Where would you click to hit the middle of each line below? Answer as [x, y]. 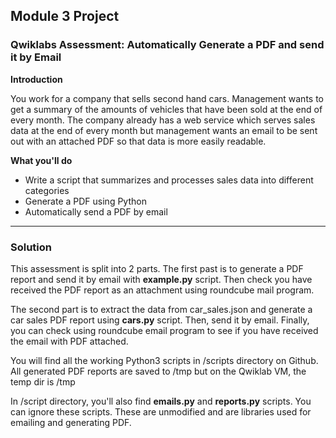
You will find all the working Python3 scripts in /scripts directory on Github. [164, 360]
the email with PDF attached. [69, 341]
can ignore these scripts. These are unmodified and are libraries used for [161, 411]
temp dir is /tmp [43, 381]
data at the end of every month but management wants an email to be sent [164, 130]
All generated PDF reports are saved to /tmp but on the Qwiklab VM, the [158, 371]
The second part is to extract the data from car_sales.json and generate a [161, 309]
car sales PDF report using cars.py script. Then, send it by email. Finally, [160, 320]
